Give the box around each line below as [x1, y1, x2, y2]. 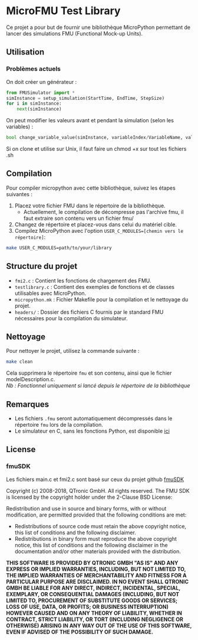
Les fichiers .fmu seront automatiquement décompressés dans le [14, 415, 173, 422]
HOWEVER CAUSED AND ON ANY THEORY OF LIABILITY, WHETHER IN [6, 609, 183, 616]
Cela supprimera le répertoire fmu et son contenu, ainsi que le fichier [6, 369, 172, 376]
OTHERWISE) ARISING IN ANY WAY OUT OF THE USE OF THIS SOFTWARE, [6, 622, 192, 629]
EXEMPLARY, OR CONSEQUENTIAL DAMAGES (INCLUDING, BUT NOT [6, 590, 180, 597]
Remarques [6, 399, 49, 409]
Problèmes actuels [6, 65, 61, 73]
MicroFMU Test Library [6, 4, 121, 18]
